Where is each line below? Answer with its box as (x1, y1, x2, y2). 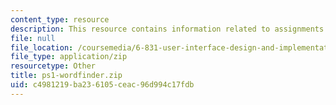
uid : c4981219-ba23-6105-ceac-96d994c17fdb (10, 80, 195, 90)
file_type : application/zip (10, 52, 128, 62)
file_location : (10, 42, 74, 53)
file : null (10, 33, 56, 43)
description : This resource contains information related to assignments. (10, 24, 329, 34)
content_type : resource (10, 14, 110, 25)
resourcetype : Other (10, 61, 97, 71)
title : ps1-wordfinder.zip (10, 71, 123, 81)
